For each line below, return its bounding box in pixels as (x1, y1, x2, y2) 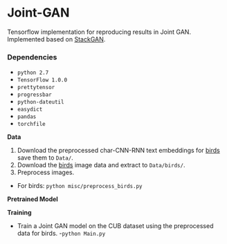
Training (7, 209, 33, 217)
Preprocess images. (17, 168, 75, 177)
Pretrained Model (7, 195, 59, 203)
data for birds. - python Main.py (17, 229, 106, 238)
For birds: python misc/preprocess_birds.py (17, 182, 143, 190)
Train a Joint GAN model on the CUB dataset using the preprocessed (17, 222, 214, 230)
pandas (17, 113, 37, 120)
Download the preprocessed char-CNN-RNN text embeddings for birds (17, 147, 220, 155)
